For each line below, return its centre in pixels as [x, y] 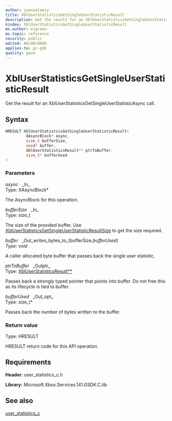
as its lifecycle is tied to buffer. [37, 286]
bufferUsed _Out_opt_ [29, 296]
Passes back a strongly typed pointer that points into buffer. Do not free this [85, 281]
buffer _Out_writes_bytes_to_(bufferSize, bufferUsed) [62, 240]
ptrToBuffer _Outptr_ [28, 266]
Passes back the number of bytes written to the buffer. [63, 312]
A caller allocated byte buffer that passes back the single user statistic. [80, 256]
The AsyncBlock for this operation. [42, 199]
